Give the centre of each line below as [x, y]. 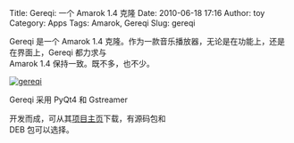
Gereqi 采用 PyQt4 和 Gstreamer [68, 99]
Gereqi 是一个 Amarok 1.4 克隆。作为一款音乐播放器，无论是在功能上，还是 [147, 41]
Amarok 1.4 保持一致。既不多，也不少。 [82, 64]
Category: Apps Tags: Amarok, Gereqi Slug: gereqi [102, 23]
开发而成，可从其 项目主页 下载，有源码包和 [88, 119]
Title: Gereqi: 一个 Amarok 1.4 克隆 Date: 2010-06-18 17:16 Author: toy [137, 13]
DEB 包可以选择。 [42, 130]
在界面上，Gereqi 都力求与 [58, 52]
